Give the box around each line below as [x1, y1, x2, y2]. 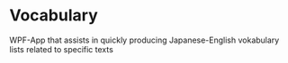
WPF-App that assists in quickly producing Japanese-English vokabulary [9, 35, 280, 45]
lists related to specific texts [9, 43, 114, 54]
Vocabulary [9, 5, 98, 26]
